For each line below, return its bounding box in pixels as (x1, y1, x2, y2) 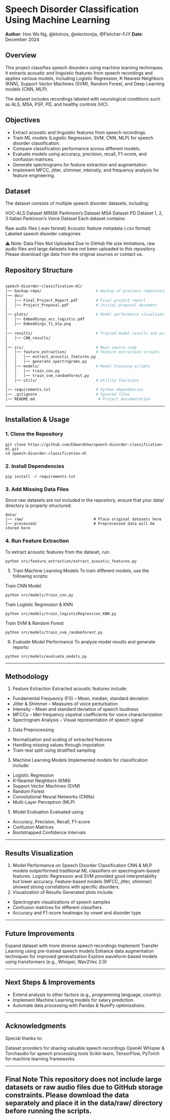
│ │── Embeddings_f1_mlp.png (5, 321, 71, 327)
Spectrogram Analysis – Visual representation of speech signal (12, 717, 144, 723)
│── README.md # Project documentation (5, 397, 151, 402)
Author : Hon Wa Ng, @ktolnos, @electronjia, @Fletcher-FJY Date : (5, 31, 143, 37)
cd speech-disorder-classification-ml (5, 451, 87, 456)
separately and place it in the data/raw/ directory (5, 1099, 163, 1107)
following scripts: (12, 573, 49, 579)
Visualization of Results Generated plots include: (12, 889, 114, 895)
